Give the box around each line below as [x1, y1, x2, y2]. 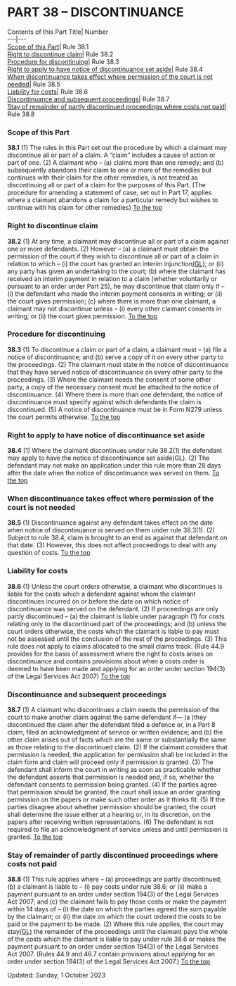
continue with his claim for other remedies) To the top [7, 204, 163, 212]
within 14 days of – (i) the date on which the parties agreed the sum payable [7, 905, 227, 913]
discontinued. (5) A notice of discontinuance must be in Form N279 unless [7, 405, 223, 413]
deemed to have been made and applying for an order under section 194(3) [7, 664, 226, 673]
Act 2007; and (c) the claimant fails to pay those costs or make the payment [7, 897, 227, 906]
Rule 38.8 [7, 110, 35, 118]
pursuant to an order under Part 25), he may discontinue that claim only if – [7, 282, 225, 290]
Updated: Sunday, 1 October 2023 [7, 971, 106, 980]
